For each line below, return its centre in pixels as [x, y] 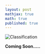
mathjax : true [20, 14]
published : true [22, 23]
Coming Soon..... [23, 46]
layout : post [18, 9]
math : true [16, 18]
